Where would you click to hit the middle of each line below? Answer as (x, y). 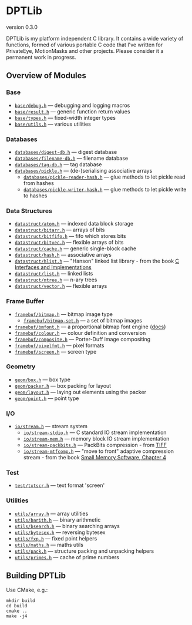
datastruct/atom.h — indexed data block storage (74, 224)
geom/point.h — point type (47, 398)
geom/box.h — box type (42, 379)
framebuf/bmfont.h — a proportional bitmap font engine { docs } (90, 327)
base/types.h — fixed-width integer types (65, 117)
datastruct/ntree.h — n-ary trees (56, 280)
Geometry (21, 367)
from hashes (38, 183)
